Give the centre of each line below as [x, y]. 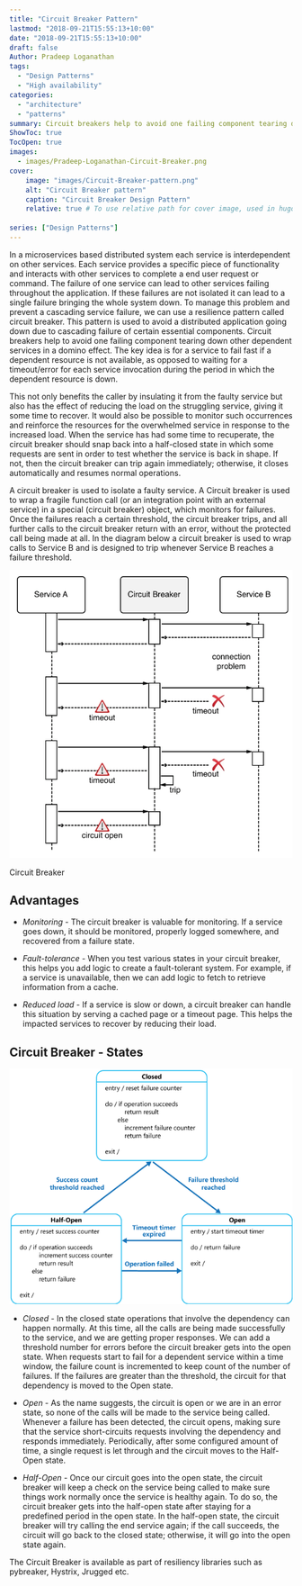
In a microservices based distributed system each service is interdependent [150, 254]
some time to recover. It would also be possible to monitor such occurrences [151, 415]
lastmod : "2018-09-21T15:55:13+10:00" [82, 28]
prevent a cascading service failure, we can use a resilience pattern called [147, 311]
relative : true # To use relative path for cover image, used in [151, 209]
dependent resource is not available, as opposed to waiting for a [129, 359]
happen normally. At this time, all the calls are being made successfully [154, 1328]
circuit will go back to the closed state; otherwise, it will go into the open [156, 1535]
